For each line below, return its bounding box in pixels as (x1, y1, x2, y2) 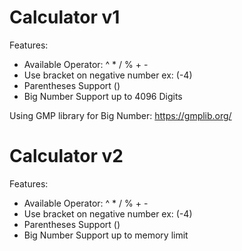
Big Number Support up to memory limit (23, 229, 189, 241)
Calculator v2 (9, 145, 124, 168)
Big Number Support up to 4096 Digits (23, 90, 183, 102)
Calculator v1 (9, 6, 121, 29)
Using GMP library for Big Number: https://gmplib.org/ (9, 109, 232, 121)
